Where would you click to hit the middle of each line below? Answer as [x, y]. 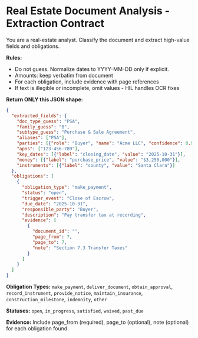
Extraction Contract [55, 23]
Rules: [14, 57]
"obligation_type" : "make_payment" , [67, 188]
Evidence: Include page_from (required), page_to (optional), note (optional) [98, 322]
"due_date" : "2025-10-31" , [55, 204]
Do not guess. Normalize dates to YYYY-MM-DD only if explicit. [92, 69]
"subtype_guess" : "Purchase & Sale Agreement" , [76, 132]
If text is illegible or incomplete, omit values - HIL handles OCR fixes [97, 88]
